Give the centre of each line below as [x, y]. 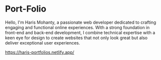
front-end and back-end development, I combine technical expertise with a [80, 32]
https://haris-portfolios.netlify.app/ [40, 52]
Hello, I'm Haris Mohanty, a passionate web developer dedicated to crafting [81, 22]
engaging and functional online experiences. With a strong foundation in [77, 27]
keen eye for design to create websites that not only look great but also [76, 38]
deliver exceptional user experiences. [43, 43]
